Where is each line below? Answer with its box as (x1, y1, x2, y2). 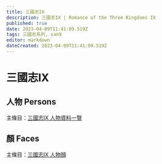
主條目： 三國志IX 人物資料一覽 (6, 114, 83, 121)
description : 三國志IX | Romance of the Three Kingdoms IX (6, 15, 156, 21)
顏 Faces (6, 134, 39, 144)
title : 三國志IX (6, 9, 45, 15)
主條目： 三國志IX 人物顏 (6, 151, 67, 158)
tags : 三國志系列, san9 (6, 32, 62, 38)
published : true (6, 20, 47, 26)
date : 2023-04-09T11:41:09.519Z (6, 26, 88, 32)
